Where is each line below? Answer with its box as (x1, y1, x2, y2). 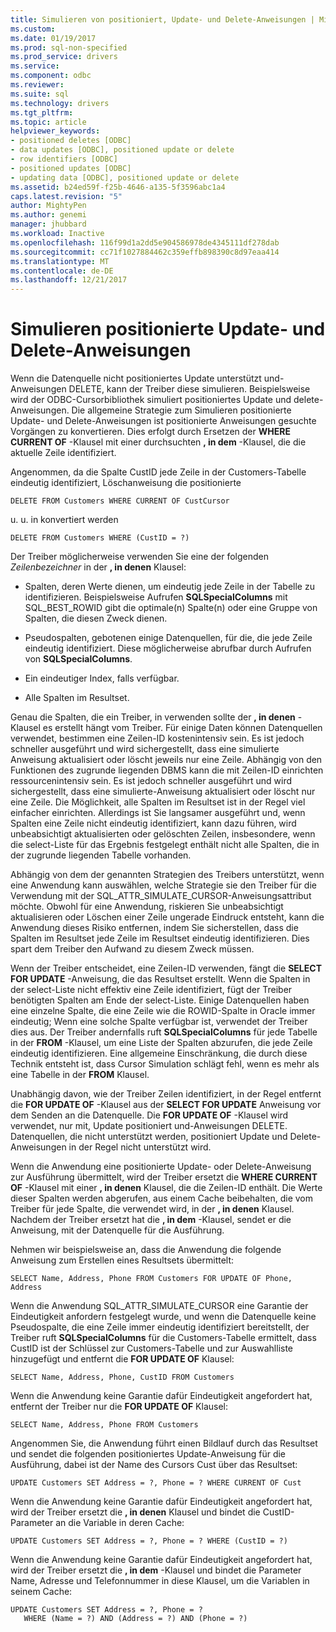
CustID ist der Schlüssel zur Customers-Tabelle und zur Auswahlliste (10, 1342, 294, 1355)
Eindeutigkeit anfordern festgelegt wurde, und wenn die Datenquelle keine (10, 1311, 317, 1323)
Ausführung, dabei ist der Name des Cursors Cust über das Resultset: (10, 1459, 298, 1471)
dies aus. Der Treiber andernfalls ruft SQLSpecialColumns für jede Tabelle (10, 1026, 318, 1038)
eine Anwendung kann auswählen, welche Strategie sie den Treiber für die (10, 879, 317, 891)
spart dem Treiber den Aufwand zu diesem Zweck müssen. (10, 943, 255, 955)
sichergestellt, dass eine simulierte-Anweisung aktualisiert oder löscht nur (10, 786, 316, 798)
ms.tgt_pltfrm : (10, 107, 74, 118)
